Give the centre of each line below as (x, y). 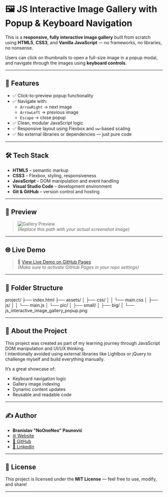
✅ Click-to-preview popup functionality (53, 95)
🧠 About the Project (36, 331)
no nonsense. (19, 48)
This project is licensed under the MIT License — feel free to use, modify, (81, 479)
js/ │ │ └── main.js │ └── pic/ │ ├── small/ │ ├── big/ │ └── (70, 305)
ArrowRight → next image (46, 107)
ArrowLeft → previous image (49, 112)
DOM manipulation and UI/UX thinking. (45, 348)
